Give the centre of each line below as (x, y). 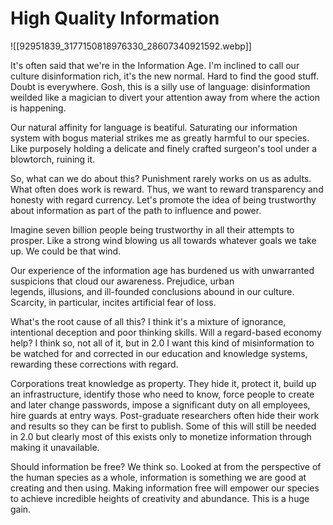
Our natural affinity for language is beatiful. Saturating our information (154, 127)
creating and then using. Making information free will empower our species (165, 488)
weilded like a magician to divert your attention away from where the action (165, 97)
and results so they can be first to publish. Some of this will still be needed (163, 426)
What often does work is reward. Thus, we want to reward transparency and (167, 189)
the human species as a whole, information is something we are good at (158, 477)
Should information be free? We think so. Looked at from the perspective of (166, 466)
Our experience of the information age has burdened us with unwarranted (162, 270)
